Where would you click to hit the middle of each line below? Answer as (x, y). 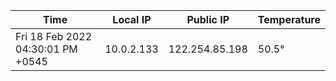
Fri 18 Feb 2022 (54, 36)
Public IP (208, 19)
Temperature (289, 19)
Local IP (132, 19)
